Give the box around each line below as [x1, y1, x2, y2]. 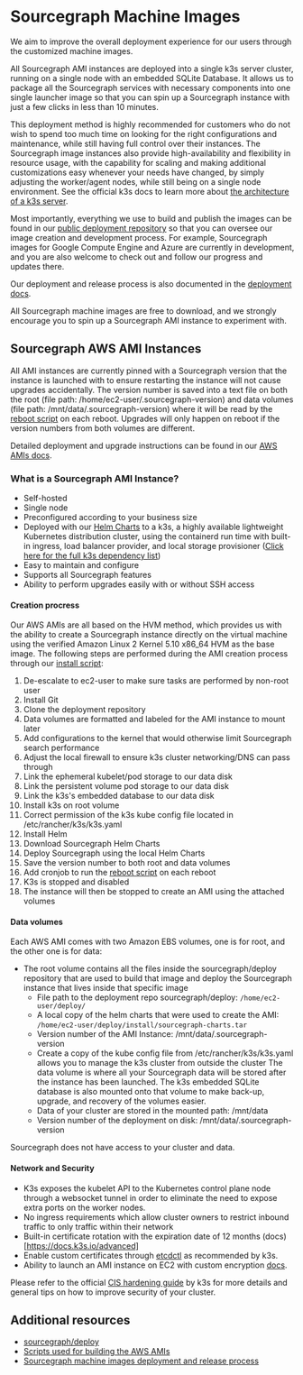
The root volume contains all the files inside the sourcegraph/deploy [23, 963, 278, 975]
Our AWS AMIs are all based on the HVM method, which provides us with [10, 619, 282, 630]
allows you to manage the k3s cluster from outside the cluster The [36, 1058, 283, 1068]
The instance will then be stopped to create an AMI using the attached [23, 886, 285, 897]
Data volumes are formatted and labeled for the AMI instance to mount [23, 714, 286, 725]
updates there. [10, 261, 65, 271]
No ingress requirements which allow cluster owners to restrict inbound [23, 1211, 289, 1223]
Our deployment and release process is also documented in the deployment [10, 278, 292, 289]
